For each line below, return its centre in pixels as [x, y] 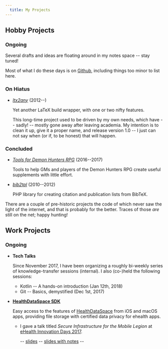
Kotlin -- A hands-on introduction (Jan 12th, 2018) [71, 286]
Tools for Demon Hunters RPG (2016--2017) [57, 160]
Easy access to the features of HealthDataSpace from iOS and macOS [85, 311]
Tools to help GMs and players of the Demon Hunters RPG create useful [87, 169]
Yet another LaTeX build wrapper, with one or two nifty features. [78, 110]
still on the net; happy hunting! [37, 215]
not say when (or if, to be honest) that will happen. [64, 135]
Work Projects [28, 230]
